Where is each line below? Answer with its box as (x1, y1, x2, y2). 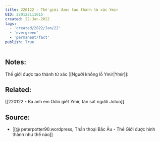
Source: (5, 113, 30, 122)
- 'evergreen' (9, 30, 39, 35)
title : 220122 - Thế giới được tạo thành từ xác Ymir (5, 7, 119, 12)
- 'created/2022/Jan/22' (9, 26, 61, 31)
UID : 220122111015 (5, 12, 43, 17)
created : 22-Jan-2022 (5, 16, 50, 21)
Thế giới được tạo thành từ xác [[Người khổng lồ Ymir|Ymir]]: (5, 71, 129, 77)
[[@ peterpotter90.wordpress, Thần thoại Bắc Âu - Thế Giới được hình (12, 126, 156, 132)
